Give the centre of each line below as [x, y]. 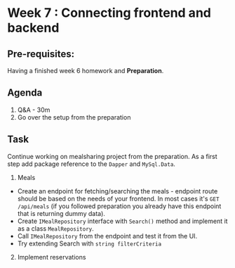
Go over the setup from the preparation [74, 117]
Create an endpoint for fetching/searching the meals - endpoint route [117, 191]
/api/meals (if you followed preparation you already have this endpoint [119, 206]
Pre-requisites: [41, 54]
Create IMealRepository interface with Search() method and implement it [122, 221]
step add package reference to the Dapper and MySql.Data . [91, 164]
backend [33, 28]
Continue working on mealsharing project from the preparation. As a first [112, 156]
